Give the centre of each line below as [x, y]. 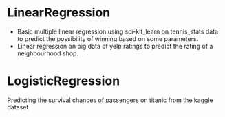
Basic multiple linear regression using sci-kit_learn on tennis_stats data [118, 31]
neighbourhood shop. [48, 53]
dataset [18, 107]
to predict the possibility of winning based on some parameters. [108, 38]
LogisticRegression [64, 81]
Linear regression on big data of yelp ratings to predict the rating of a [115, 46]
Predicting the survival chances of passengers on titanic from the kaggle [110, 100]
